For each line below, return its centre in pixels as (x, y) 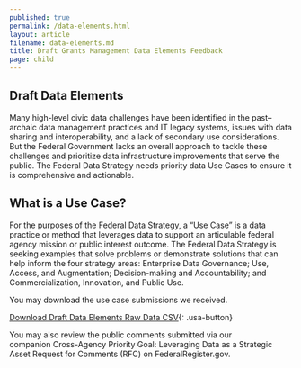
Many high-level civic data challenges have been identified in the (129, 117)
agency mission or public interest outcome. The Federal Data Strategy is (143, 244)
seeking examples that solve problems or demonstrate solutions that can (144, 254)
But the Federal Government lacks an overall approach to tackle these (138, 146)
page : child (31, 59)
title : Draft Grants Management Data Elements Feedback (116, 51)
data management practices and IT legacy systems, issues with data (165, 127)
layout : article (40, 34)
